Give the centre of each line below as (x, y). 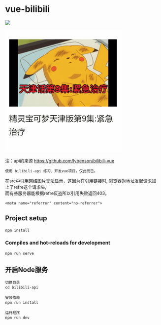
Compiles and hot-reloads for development (58, 243)
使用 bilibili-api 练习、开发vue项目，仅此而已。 (51, 171)
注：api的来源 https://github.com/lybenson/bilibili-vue (60, 161)
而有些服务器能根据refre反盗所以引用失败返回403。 (57, 193)
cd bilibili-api (22, 287)
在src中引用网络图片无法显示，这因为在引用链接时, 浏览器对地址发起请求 (79, 181)
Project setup (26, 218)
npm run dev (17, 318)
